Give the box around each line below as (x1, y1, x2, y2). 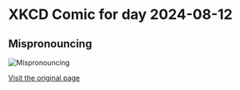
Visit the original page (8, 73, 81, 82)
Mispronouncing (8, 37, 92, 51)
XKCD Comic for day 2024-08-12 (8, 6, 233, 24)
